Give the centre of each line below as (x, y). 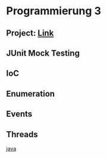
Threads (22, 134)
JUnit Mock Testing (43, 53)
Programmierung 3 (54, 11)
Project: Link (30, 33)
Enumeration (31, 94)
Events (19, 114)
